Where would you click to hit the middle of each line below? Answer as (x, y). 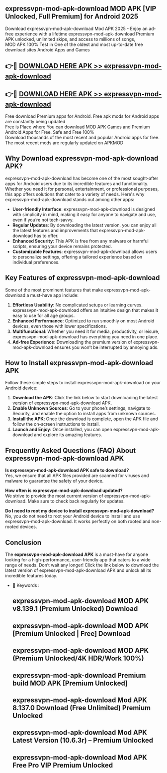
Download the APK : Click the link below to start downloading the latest (85, 398)
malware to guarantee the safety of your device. (54, 481)
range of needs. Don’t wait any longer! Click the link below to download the (82, 565)
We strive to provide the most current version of (54, 496)
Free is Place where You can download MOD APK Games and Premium (78, 127)
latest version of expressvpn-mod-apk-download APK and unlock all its (78, 570)
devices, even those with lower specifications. (60, 326)
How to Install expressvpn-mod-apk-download (79, 363)
